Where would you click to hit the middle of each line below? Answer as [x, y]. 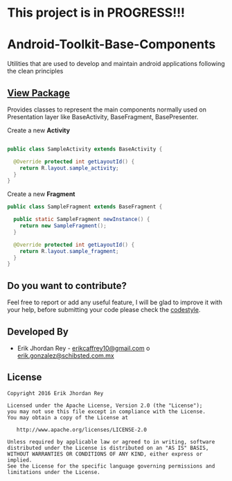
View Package [39, 93]
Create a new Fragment [41, 194]
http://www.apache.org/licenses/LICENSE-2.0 [82, 430]
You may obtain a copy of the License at [68, 417]
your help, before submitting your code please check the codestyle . [104, 310]
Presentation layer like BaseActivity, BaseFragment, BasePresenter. [103, 116]
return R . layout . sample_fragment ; [69, 251]
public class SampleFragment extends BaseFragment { [85, 207]
